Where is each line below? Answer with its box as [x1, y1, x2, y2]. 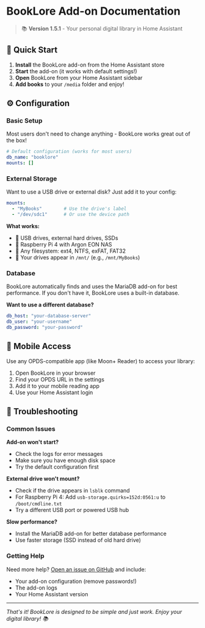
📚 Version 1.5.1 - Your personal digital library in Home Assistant [21, 24, 183, 32]
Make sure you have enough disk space [15, 457, 116, 464]
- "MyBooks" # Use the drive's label [12, 206, 127, 212]
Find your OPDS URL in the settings [15, 375, 105, 383]
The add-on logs [15, 584, 58, 591]
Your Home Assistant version [15, 590, 88, 597]
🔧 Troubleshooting [6, 406, 78, 417]
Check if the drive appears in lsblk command [15, 487, 130, 494]
